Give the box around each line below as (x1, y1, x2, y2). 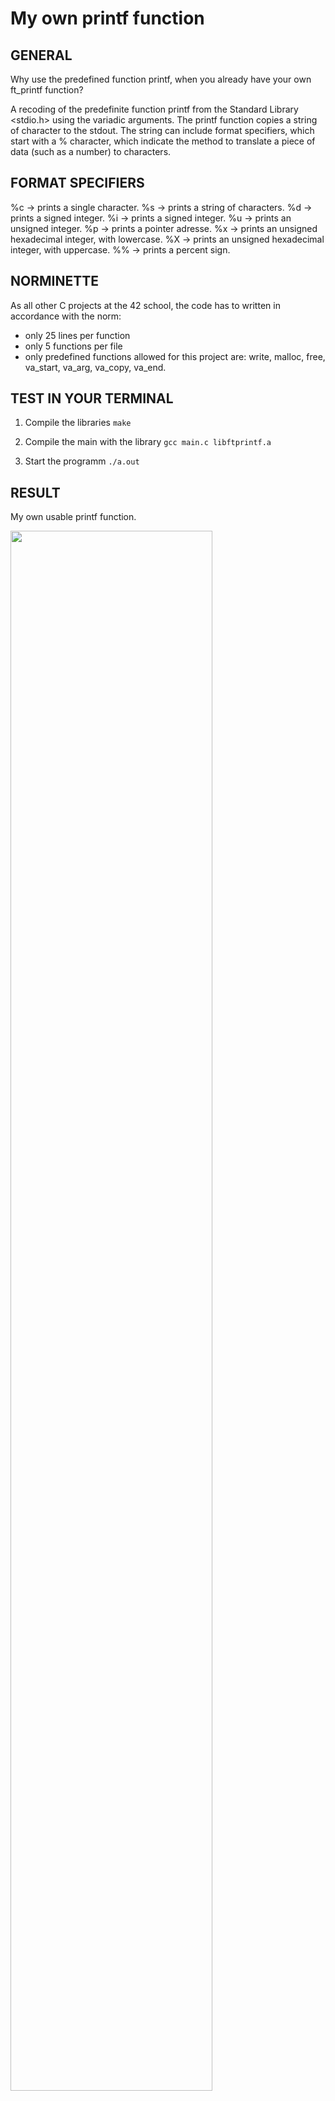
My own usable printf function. (10, 511, 137, 523)
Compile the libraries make (24, 417, 132, 429)
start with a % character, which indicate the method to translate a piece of (10, 135, 316, 147)
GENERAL (10, 47, 73, 64)
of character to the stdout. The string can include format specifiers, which (10, 125, 315, 136)
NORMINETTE (10, 273, 99, 290)
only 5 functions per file (24, 340, 123, 352)
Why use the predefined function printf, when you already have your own (10, 73, 312, 85)
